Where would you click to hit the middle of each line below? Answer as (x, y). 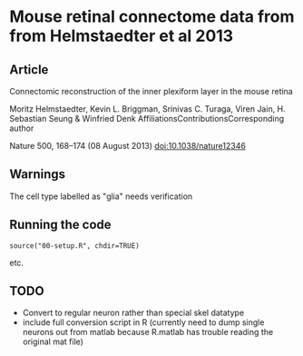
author (22, 128)
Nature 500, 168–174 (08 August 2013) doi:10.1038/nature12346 (128, 146)
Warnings (38, 174)
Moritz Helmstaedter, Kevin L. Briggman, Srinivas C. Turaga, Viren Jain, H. (147, 109)
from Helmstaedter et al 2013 (122, 36)
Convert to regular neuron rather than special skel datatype (133, 313)
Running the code (60, 225)
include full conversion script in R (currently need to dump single (143, 322)
